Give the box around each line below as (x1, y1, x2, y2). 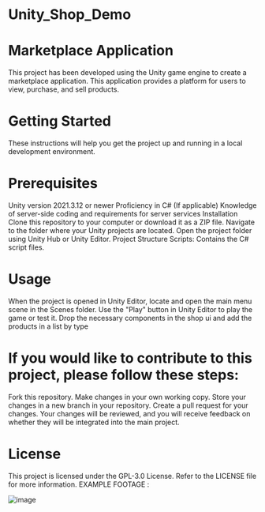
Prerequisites (8, 175, 99, 193)
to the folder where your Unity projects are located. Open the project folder (8, 226, 252, 235)
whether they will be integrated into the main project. (8, 417, 180, 427)
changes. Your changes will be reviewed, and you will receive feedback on (8, 408, 251, 418)
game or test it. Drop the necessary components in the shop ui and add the (8, 313, 252, 322)
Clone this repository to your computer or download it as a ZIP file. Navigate (8, 217, 255, 227)
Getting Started (8, 112, 112, 130)
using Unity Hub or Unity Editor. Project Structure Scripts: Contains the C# (8, 235, 249, 243)
